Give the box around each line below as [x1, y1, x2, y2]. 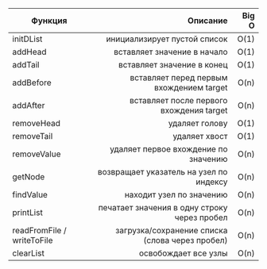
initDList [12, 33, 43, 44]
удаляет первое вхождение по [110, 144, 228, 154]
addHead [12, 47, 47, 57]
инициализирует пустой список [106, 33, 228, 44]
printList [12, 207, 44, 217]
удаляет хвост [172, 131, 228, 141]
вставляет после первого [130, 95, 228, 106]
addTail [12, 60, 40, 70]
